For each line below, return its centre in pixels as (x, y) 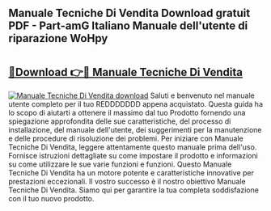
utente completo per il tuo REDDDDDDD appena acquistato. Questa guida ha (135, 104)
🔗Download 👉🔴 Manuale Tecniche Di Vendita (125, 72)
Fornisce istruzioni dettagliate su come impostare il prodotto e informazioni (133, 156)
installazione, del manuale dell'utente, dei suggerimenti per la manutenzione (135, 130)
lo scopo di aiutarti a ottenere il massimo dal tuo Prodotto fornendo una (127, 113)
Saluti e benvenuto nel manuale (202, 95)
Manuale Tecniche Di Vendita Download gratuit (129, 13)
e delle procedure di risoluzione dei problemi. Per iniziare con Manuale (126, 138)
